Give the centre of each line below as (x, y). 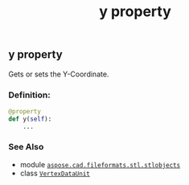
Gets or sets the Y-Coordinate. (59, 74)
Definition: (29, 95)
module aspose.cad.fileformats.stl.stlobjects (100, 164)
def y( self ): (30, 119)
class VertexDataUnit (55, 173)
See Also (26, 147)
